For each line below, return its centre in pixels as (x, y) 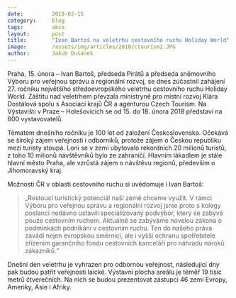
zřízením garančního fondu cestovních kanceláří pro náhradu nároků (124, 243)
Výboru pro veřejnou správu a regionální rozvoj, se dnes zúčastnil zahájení (116, 81)
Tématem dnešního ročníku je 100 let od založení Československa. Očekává (118, 133)
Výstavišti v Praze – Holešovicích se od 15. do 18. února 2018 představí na (115, 111)
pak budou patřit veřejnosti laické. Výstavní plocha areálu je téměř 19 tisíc (114, 272)
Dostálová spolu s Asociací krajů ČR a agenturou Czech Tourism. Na (107, 104)
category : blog (36, 21)
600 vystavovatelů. (35, 118)
